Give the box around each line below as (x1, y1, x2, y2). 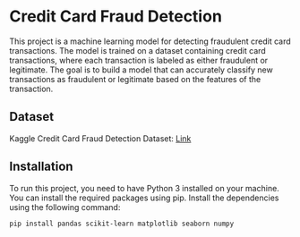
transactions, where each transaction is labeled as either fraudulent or (9, 55, 269, 65)
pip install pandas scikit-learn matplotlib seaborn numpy (9, 219, 235, 228)
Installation (9, 159, 73, 174)
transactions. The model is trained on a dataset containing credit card (9, 45, 266, 55)
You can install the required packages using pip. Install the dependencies (9, 192, 279, 203)
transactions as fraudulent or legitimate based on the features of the (9, 73, 261, 84)
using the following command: (9, 201, 121, 212)
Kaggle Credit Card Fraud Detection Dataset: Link (9, 132, 192, 144)
